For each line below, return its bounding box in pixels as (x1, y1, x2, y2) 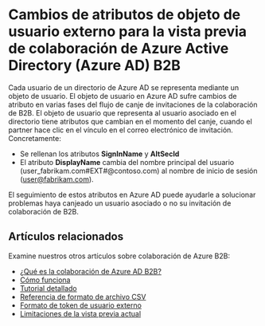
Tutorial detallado (19, 283, 77, 293)
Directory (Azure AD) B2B (8, 57, 181, 75)
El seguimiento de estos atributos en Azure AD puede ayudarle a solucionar (8, 190, 256, 199)
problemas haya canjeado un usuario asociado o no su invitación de (8, 198, 232, 208)
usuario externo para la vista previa (8, 22, 247, 41)
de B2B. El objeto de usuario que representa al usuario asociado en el (8, 108, 237, 117)
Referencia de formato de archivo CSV (19, 292, 146, 301)
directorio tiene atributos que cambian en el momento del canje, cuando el (8, 116, 252, 126)
